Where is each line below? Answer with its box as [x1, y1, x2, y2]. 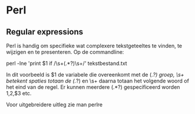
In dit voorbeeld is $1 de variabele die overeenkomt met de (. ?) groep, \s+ [6, 71, 184, 78]
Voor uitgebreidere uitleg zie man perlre [6, 101, 103, 108]
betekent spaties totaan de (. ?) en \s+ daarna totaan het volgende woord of [6, 77, 190, 84]
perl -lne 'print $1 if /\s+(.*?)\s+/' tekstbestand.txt [6, 60, 128, 67]
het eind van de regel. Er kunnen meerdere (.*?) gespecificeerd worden [6, 84, 180, 91]
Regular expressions [6, 27, 84, 37]
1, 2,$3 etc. [6, 90, 32, 96]
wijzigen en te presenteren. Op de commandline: [6, 49, 124, 56]
